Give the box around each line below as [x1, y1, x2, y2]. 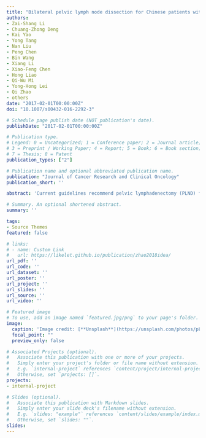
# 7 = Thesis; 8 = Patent [6, 151, 72, 157]
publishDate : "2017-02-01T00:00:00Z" [6, 123, 103, 129]
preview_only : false [12, 337, 64, 344]
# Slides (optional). [6, 394, 62, 400]
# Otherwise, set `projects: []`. [6, 372, 100, 378]
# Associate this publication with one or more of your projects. [6, 354, 185, 361]
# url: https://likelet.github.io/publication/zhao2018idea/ [6, 252, 172, 259]
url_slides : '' [6, 286, 45, 292]
